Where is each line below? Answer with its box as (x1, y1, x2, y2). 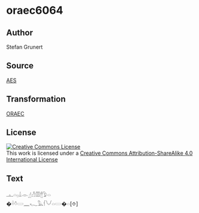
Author (6, 28, 33, 38)
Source (6, 61, 34, 71)
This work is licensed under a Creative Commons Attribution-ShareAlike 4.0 (6, 149, 193, 157)
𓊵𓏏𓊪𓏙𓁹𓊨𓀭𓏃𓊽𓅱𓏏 (6, 191, 51, 199)
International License (6, 156, 58, 163)
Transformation (6, 94, 66, 104)
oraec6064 (6, 4, 64, 17)
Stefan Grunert (6, 43, 43, 50)
